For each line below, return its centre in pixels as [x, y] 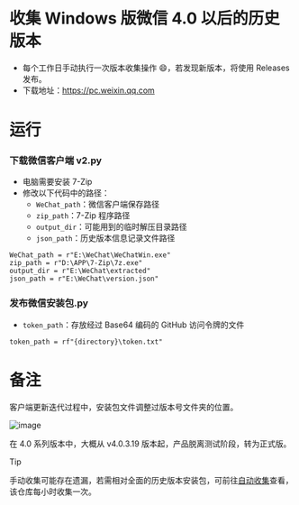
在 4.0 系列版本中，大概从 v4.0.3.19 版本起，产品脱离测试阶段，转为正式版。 [150, 444]
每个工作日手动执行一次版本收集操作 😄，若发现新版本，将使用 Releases [156, 68]
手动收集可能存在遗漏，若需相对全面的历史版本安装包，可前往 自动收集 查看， [151, 480]
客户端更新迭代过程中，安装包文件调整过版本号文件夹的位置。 [124, 407]
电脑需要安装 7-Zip [57, 182]
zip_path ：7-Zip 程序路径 [83, 216]
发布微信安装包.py [49, 303]
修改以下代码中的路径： [66, 193]
